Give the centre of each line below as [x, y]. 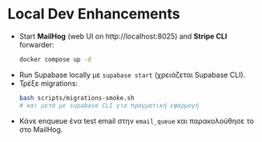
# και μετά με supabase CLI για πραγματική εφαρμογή [109, 105]
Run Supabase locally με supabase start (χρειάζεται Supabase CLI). [132, 75]
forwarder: [36, 44]
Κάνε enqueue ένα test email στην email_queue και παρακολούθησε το [136, 120]
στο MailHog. [41, 129]
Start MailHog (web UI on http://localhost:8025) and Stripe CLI [123, 36]
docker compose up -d [55, 59]
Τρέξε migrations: [48, 83]
